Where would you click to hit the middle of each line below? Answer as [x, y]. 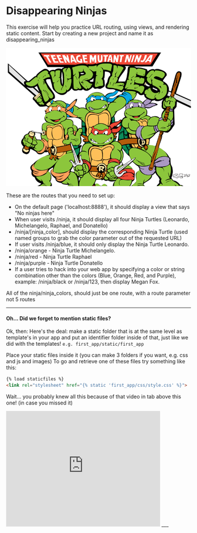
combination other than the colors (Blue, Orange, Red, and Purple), [95, 276]
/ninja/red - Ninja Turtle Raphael [53, 257]
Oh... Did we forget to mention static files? [59, 318]
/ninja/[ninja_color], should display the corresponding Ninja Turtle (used [101, 232]
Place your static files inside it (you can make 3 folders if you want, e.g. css [97, 355]
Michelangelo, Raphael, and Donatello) [61, 226]
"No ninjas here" [34, 213]
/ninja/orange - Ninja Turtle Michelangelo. [65, 251]
